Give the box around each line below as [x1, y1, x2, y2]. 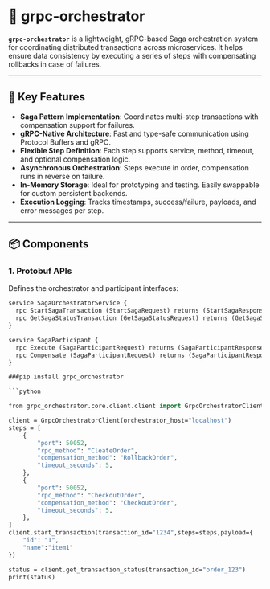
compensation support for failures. [19, 120, 135, 129]
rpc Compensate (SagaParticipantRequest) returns [15, 351, 185, 359]
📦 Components [8, 237, 89, 252]
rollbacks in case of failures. [8, 59, 102, 69]
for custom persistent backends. [19, 188, 128, 198]
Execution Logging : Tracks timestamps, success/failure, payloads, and [19, 197, 256, 207]
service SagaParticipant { [8, 336, 99, 344]
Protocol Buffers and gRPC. [19, 137, 111, 147]
